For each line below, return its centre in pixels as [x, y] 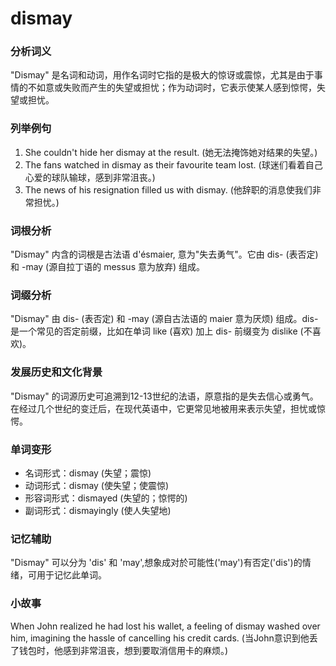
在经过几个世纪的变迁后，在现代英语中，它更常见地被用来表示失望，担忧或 [163, 408]
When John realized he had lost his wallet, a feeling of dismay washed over [165, 626]
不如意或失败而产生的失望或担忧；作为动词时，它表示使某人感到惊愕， [172, 88]
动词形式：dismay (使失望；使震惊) [97, 485]
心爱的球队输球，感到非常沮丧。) [90, 177]
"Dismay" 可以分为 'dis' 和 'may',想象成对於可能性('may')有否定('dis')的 [156, 563]
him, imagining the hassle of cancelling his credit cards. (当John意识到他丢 [164, 638]
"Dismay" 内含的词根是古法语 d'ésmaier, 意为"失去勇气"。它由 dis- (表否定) [164, 254]
